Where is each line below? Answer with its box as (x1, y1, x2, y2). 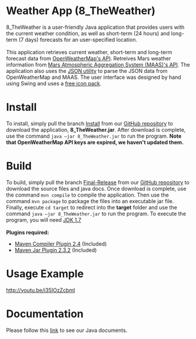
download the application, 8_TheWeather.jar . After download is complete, (6, 126, 186, 133)
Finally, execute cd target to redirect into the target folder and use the (6, 204, 178, 211)
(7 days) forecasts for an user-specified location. (18, 36, 137, 43)
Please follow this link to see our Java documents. (6, 327, 128, 334)
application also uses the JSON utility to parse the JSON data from (6, 67, 168, 74)
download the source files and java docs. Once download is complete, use (6, 185, 187, 192)
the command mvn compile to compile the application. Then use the (6, 191, 169, 198)
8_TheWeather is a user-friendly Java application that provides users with (6, 24, 185, 31)
